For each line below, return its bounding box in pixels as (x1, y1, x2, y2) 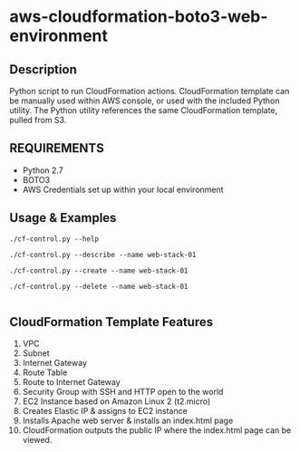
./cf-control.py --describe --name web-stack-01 (9, 250, 197, 259)
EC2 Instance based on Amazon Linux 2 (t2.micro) (22, 396, 211, 407)
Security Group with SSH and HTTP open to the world (22, 387, 224, 398)
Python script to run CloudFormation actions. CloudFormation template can (9, 86, 290, 96)
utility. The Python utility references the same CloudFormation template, (9, 105, 278, 115)
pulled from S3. (9, 115, 67, 125)
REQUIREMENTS (9, 140, 104, 156)
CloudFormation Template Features (9, 314, 214, 330)
